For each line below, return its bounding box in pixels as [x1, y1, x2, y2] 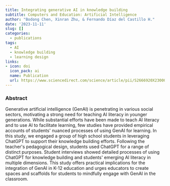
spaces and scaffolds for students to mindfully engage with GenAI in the [5, 170, 156, 177]
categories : [5, 31, 30, 36]
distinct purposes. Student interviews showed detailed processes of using [5, 149, 160, 155]
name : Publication [10, 73, 49, 78]
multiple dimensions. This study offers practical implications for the [5, 160, 146, 166]
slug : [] [5, 26, 24, 31]
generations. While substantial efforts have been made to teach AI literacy [5, 117, 159, 123]
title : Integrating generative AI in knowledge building [5, 7, 128, 13]
